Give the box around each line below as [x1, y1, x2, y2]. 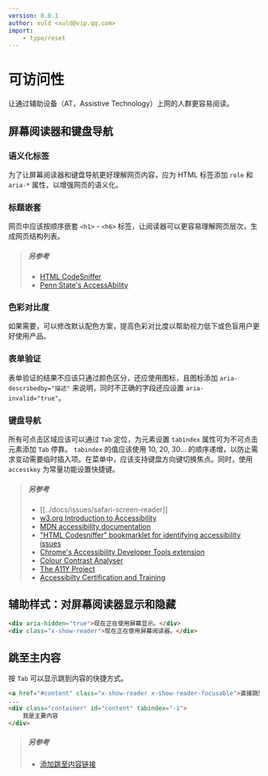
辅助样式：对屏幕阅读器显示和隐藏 [8, 598, 176, 612]
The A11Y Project [39, 564, 96, 573]
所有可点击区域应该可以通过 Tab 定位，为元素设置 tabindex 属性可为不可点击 [8, 434, 258, 444]
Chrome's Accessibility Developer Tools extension [39, 548, 205, 556]
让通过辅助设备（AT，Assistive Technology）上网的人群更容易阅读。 [8, 99, 234, 109]
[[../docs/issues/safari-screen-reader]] [39, 505, 168, 514]
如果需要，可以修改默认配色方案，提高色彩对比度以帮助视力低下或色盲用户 [8, 321, 253, 331]
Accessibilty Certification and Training [39, 572, 166, 582]
